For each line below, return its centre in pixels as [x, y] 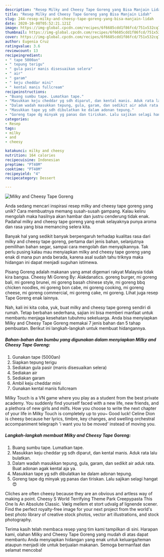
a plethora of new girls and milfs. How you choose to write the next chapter [81, 408]
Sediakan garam [29, 378]
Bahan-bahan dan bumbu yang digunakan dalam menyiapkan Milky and [81, 340]
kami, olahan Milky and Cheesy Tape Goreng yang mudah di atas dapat [77, 534]
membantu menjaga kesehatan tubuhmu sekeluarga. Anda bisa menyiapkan [81, 318]
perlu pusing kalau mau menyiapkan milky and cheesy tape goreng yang [78, 252]
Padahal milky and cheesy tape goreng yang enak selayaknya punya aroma [81, 222]
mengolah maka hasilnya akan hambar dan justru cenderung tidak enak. [77, 216]
